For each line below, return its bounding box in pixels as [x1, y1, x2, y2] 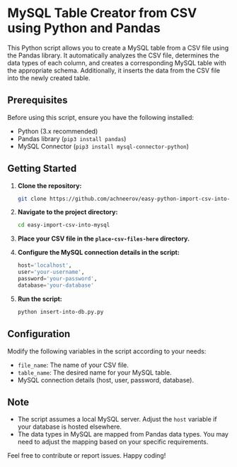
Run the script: [17, 295, 62, 303]
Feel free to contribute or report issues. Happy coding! [7, 451, 166, 460]
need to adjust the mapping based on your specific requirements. [17, 438, 209, 446]
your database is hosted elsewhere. [17, 422, 122, 431]
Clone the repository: [17, 181, 82, 189]
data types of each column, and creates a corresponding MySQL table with [7, 58, 226, 67]
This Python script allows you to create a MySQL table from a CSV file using [7, 43, 229, 52]
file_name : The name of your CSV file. [17, 361, 129, 369]
